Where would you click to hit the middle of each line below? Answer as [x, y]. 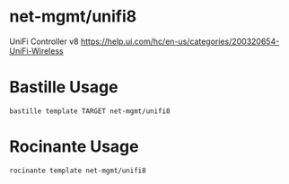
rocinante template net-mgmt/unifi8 [78, 171]
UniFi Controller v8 [44, 41]
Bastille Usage [64, 88]
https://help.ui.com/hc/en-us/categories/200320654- [180, 41]
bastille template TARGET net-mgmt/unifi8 [90, 111]
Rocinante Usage [74, 147]
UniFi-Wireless [37, 50]
